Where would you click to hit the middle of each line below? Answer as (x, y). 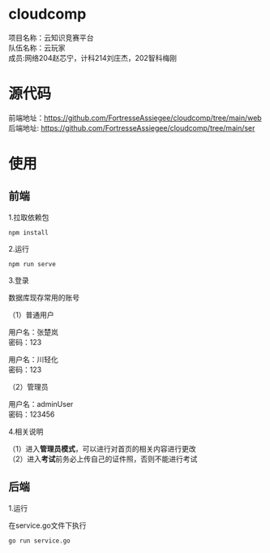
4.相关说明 (26, 431)
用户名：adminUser (41, 404)
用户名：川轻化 (33, 359)
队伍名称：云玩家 (37, 48)
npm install (28, 232)
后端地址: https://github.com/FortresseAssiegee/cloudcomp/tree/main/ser (132, 127)
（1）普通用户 (31, 314)
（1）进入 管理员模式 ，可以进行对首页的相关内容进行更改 (102, 448)
